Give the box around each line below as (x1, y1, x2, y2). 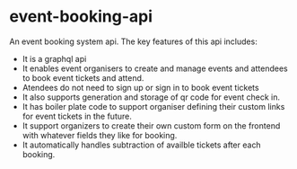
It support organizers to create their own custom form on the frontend (22, 120, 281, 131)
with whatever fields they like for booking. (22, 129, 178, 140)
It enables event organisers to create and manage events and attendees (22, 63, 289, 74)
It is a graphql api (22, 53, 87, 64)
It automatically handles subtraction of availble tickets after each (22, 139, 262, 150)
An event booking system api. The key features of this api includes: (9, 36, 258, 47)
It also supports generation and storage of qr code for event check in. (22, 92, 281, 102)
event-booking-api (9, 6, 153, 27)
